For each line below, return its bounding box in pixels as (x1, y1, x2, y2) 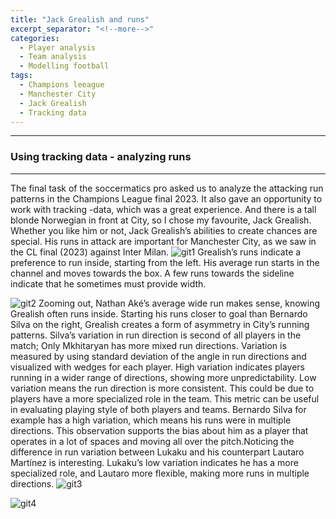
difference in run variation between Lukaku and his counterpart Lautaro (10, 446, 305, 458)
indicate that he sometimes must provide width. (10, 277, 207, 290)
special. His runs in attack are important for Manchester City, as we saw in (10, 235, 317, 247)
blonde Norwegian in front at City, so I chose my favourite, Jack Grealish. (10, 214, 312, 226)
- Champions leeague (19, 80, 105, 90)
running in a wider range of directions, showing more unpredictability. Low (10, 371, 317, 383)
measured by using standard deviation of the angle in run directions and (10, 350, 307, 362)
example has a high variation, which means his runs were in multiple (10, 414, 292, 426)
